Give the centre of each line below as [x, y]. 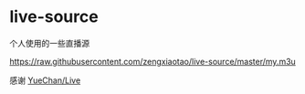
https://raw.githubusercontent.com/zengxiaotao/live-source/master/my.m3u [153, 61]
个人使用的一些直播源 [49, 43]
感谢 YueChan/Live [45, 80]
